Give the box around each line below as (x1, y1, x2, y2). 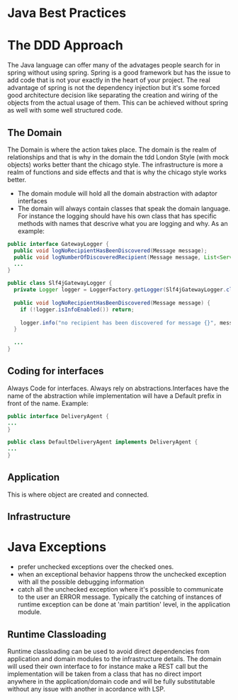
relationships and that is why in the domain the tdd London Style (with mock (7, 152, 229, 161)
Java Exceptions (7, 539, 107, 555)
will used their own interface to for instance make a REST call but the (7, 662, 208, 670)
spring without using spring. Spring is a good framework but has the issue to (7, 69, 231, 77)
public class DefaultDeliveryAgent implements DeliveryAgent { (7, 439, 198, 446)
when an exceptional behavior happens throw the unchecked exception (17, 570, 227, 579)
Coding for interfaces (7, 365, 104, 377)
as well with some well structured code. (7, 106, 123, 115)
